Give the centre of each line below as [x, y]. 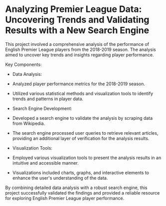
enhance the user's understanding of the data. [60, 178]
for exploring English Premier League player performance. [65, 198]
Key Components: [23, 64]
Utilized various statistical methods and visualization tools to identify [83, 93]
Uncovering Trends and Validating [77, 20]
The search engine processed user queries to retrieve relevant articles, [85, 133]
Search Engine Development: [42, 108]
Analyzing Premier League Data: [74, 9]
